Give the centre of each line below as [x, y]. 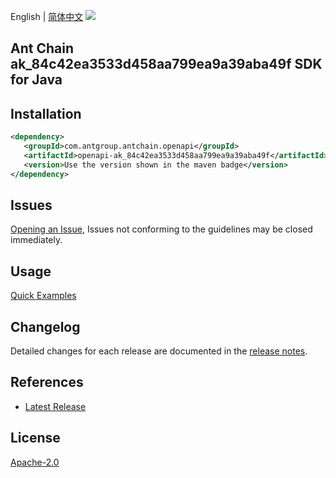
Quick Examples [43, 296]
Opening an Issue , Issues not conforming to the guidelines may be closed [161, 229]
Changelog [45, 326]
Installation [46, 113]
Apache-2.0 [35, 462]
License [35, 438]
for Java [36, 80]
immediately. [36, 240]
